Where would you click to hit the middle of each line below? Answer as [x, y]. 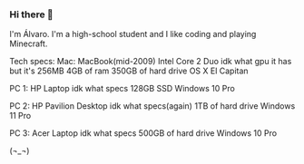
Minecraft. [29, 43]
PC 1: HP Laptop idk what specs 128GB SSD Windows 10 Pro [123, 89]
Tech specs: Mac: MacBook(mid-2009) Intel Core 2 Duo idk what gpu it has [151, 62]
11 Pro [20, 116]
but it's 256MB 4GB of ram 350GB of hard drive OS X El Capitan [129, 71]
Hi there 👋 [32, 14]
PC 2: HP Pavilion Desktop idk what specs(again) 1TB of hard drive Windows [152, 106]
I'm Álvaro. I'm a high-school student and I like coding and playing [133, 34]
